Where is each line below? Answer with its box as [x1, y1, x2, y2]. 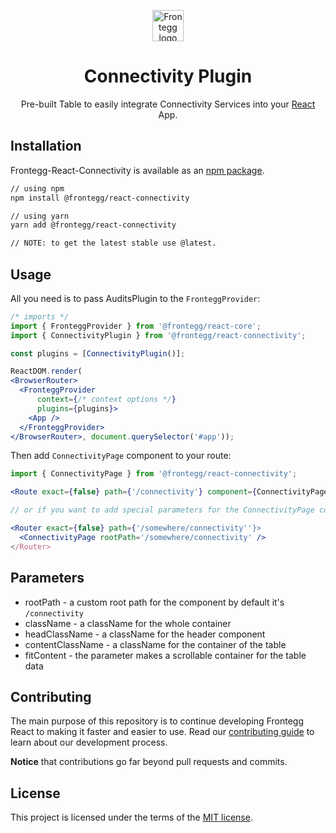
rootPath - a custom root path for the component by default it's [24, 596, 285, 608]
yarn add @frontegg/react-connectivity [10, 220, 177, 230]
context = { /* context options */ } [36, 395, 177, 405]
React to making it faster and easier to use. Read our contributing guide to [10, 726, 315, 738]
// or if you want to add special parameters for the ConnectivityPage [10, 505, 315, 515]
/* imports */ [10, 311, 70, 322]
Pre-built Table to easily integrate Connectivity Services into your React [20, 98, 316, 110]
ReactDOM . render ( [10, 366, 83, 377]
